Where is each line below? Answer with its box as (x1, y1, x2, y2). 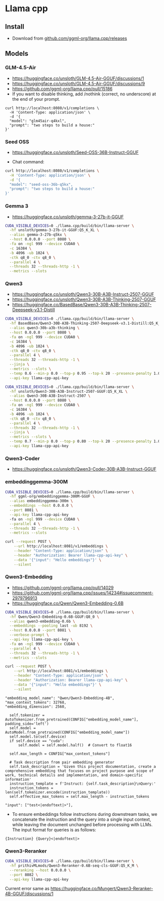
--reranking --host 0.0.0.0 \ (9, 868, 71, 873)
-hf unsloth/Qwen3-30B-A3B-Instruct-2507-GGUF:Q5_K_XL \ (9, 389, 128, 394)
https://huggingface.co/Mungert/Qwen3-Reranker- (50, 886, 153, 892)
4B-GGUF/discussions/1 (5, 891, 54, 897)
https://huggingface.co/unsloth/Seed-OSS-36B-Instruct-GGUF (12, 149, 139, 155)
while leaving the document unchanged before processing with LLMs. (12, 821, 153, 827)
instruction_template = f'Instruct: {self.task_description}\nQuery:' (9, 781, 156, 786)
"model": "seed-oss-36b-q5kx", (9, 182, 73, 187)
